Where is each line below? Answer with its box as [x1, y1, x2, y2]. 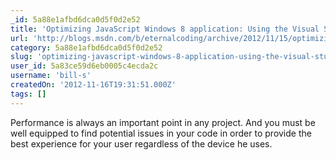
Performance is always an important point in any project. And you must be [10, 116, 316, 128]
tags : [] [10, 89, 47, 99]
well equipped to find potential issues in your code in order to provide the [10, 127, 312, 139]
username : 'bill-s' [10, 71, 92, 81]
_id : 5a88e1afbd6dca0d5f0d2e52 [10, 14, 141, 25]
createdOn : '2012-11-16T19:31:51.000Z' [10, 80, 177, 90]
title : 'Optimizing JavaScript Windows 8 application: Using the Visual [10, 24, 320, 34]
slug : [10, 52, 33, 62]
